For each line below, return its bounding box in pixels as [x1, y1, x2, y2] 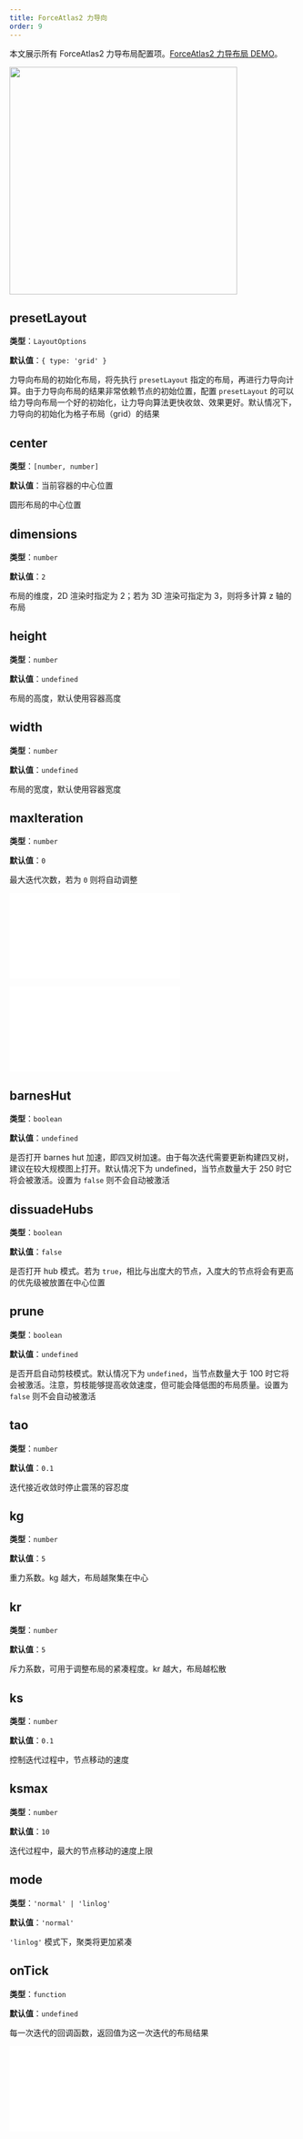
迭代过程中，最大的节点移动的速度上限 [9, 1845, 153, 1856]
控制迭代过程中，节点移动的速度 [9, 1754, 129, 1766]
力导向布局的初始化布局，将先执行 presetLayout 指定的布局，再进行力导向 [9, 374, 287, 385]
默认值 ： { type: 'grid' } [9, 355, 107, 366]
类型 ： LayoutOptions [9, 336, 87, 347]
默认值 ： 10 [9, 1826, 50, 1837]
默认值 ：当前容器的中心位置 [9, 480, 114, 492]
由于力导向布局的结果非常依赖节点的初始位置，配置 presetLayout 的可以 [25, 386, 294, 397]
